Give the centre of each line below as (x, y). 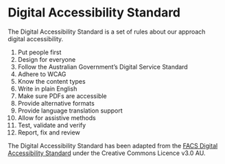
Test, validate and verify (52, 125)
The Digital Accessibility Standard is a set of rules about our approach (107, 32)
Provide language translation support (70, 110)
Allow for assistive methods (57, 117)
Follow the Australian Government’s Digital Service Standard (103, 67)
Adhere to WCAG (42, 74)
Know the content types (51, 81)
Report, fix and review (49, 132)
